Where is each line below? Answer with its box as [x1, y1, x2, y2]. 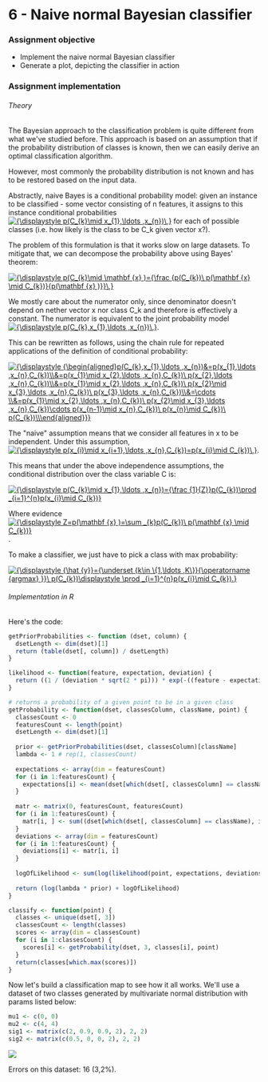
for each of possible [173, 216, 239, 226]
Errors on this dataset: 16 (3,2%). [8, 1064, 117, 1074]
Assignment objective [8, 34, 96, 46]
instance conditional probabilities [8, 207, 117, 217]
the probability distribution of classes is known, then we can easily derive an [8, 142, 259, 152]
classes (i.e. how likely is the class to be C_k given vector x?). [8, 224, 211, 234]
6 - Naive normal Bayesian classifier [8, 6, 253, 24]
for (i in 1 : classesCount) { [15, 936, 112, 944]
